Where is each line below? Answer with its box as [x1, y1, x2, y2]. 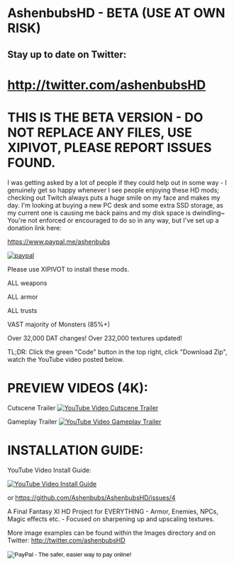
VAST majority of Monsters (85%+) [7, 320, 111, 329]
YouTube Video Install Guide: [7, 466, 91, 474]
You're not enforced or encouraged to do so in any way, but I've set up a [7, 215, 219, 225]
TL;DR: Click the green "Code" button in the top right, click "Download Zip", [7, 347, 228, 356]
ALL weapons [7, 279, 48, 287]
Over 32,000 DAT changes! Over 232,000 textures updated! [7, 333, 183, 342]
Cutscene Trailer [7, 403, 56, 412]
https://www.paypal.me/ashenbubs [7, 237, 111, 246]
